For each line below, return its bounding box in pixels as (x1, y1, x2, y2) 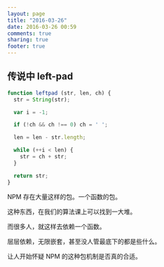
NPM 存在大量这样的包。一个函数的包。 (7, 192, 122, 200)
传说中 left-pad (7, 71, 74, 83)
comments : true (7, 29, 52, 37)
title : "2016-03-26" (7, 17, 68, 24)
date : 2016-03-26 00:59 (7, 23, 77, 30)
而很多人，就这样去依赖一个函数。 (7, 222, 106, 231)
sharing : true (7, 36, 49, 43)
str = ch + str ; (20, 153, 68, 160)
